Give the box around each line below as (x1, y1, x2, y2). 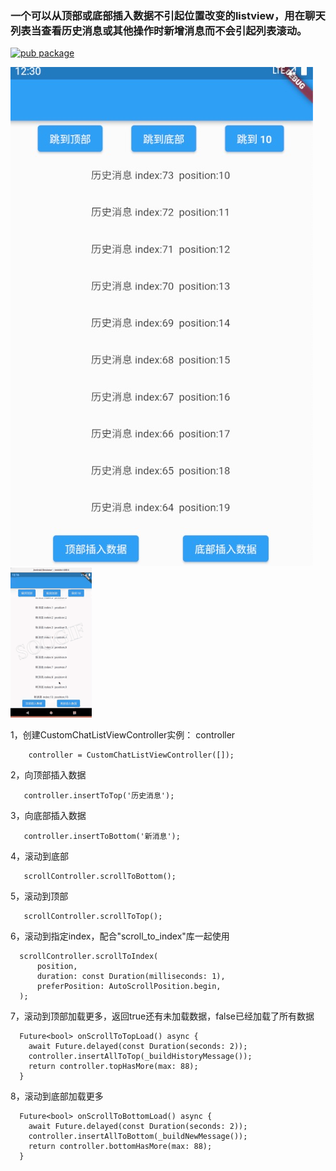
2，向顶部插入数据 (10, 769, 87, 781)
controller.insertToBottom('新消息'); (23, 832, 181, 842)
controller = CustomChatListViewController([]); (28, 750, 235, 761)
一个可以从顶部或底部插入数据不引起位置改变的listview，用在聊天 (10, 8, 326, 22)
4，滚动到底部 (10, 850, 70, 862)
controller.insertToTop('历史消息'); (23, 791, 175, 801)
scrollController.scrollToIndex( (19, 952, 159, 962)
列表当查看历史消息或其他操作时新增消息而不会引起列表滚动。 (10, 23, 308, 37)
